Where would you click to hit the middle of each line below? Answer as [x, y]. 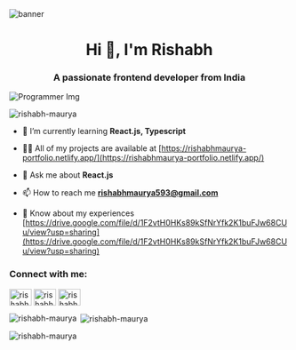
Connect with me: [48, 274]
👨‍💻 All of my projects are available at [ [92, 148]
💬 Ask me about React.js [68, 175]
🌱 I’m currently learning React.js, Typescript [104, 131]
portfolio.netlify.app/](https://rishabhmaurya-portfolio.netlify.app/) [143, 158]
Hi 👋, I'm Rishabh [149, 50]
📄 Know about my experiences [78, 213]
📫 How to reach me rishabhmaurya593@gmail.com [120, 193]
